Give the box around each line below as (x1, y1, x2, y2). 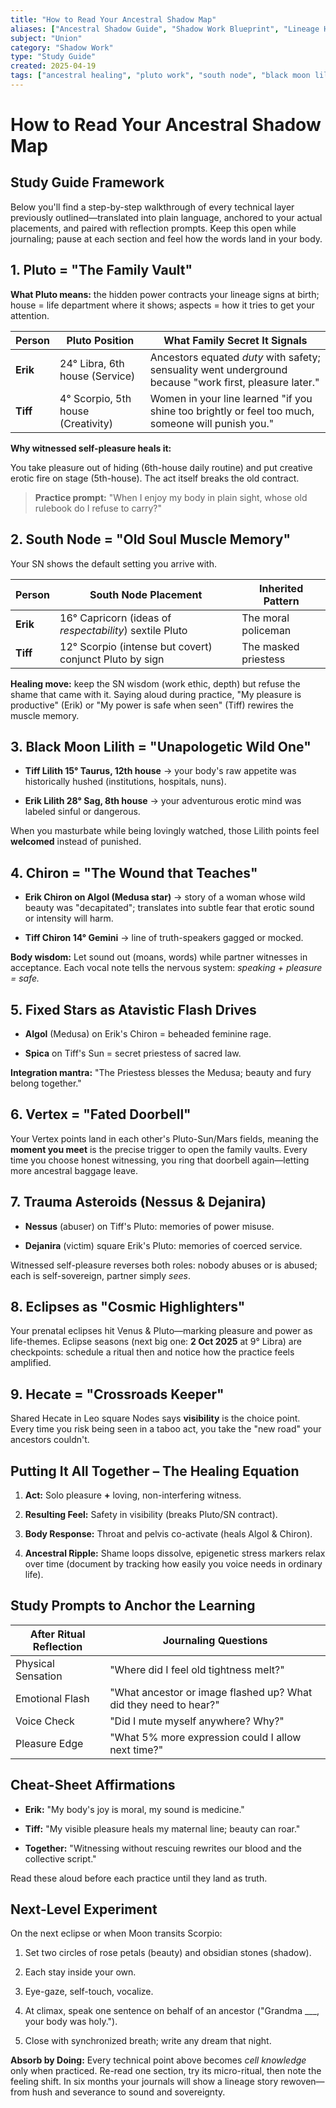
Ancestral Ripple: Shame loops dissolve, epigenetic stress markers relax (24, 1547, 326, 1559)
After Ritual (29, 1627, 86, 1641)
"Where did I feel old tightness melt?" (109, 1662, 285, 1676)
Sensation (15, 1669, 63, 1683)
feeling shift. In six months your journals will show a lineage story (10, 2076, 279, 2088)
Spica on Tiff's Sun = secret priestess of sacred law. (24, 1047, 242, 1059)
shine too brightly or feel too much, (149, 404, 315, 418)
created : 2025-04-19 (10, 61, 97, 71)
